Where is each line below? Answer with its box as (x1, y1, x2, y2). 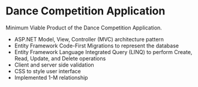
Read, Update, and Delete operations (14, 55, 106, 62)
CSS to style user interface (14, 67, 82, 74)
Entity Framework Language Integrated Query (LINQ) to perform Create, (14, 48, 193, 55)
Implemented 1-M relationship (14, 74, 88, 81)
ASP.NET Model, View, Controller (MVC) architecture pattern (14, 35, 164, 43)
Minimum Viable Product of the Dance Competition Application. (5, 24, 163, 31)
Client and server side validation (14, 61, 94, 68)
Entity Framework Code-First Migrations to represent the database (14, 42, 179, 49)
